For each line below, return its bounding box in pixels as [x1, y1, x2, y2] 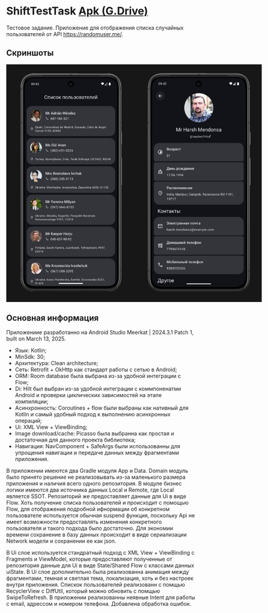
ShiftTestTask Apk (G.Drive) [6, 4, 148, 18]
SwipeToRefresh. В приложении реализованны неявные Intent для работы [6, 594, 195, 601]
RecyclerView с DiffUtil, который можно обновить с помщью [6, 587, 160, 594]
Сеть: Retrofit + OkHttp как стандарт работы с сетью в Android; [14, 366, 177, 373]
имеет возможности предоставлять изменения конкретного [6, 518, 162, 525]
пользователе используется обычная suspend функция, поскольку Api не [6, 511, 195, 519]
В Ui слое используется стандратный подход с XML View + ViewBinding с [6, 549, 195, 556]
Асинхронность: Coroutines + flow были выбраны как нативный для [14, 404, 189, 411]
